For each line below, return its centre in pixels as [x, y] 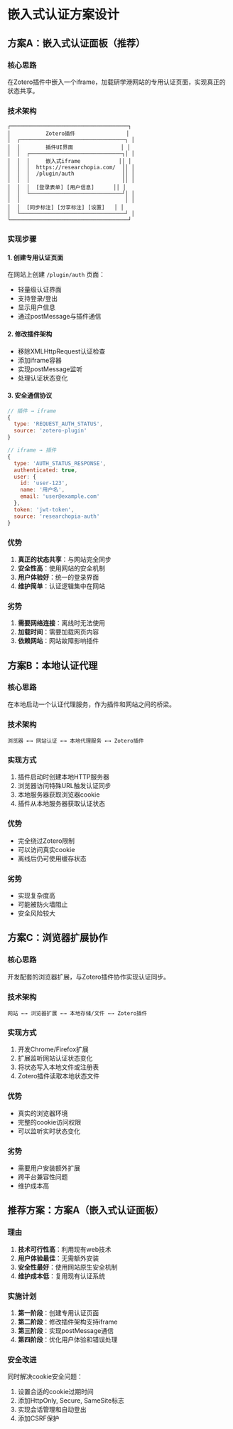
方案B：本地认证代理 [53, 665]
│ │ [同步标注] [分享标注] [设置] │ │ [66, 208]
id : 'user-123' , [44, 483]
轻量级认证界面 [39, 289]
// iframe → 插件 [32, 450]
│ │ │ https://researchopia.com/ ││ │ [71, 168]
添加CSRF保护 [38, 1418]
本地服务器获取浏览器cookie [59, 795]
